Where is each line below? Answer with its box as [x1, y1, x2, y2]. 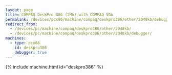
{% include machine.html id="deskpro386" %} [5, 64, 103, 70]
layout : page [5, 7, 33, 13]
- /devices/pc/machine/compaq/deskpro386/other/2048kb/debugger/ [10, 31, 153, 36]
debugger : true [14, 50, 47, 55]
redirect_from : [5, 21, 38, 27]
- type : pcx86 [10, 41, 40, 46]
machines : [5, 36, 27, 41]
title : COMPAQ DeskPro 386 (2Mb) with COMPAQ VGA [5, 12, 114, 17]
